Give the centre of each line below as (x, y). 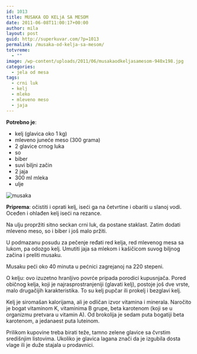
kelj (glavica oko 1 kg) (41, 133)
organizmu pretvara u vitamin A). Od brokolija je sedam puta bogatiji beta (95, 314)
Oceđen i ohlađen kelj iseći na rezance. (54, 213)
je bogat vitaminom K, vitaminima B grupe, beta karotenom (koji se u (89, 308)
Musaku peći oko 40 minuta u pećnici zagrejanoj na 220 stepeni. (85, 266)
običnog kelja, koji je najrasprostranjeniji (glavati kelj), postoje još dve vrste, (98, 284)
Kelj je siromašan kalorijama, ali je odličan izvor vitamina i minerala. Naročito (99, 302)
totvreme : (18, 50)
